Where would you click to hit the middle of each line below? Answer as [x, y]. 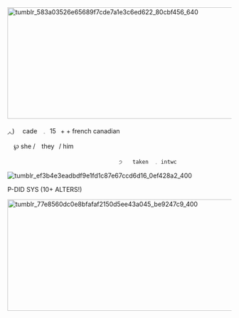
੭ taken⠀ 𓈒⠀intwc [148, 162]
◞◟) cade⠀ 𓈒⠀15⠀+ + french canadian [64, 131]
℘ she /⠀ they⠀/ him [44, 146]
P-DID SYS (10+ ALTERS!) [45, 189]
